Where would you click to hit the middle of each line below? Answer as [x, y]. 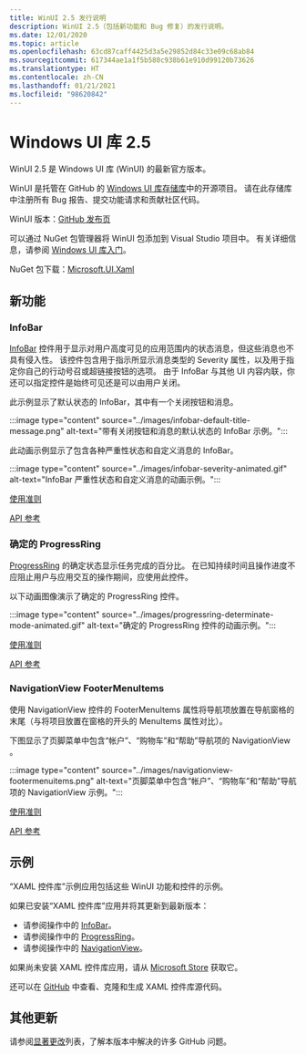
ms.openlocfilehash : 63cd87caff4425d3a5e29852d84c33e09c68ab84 [132, 52]
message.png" [37, 431]
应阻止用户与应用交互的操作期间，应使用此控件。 [101, 577]
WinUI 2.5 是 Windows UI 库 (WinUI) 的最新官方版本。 [110, 169]
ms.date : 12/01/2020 [49, 35]
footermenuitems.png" [52, 781]
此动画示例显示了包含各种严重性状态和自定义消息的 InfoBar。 [124, 450]
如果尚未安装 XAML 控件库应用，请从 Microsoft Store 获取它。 [126, 967]
